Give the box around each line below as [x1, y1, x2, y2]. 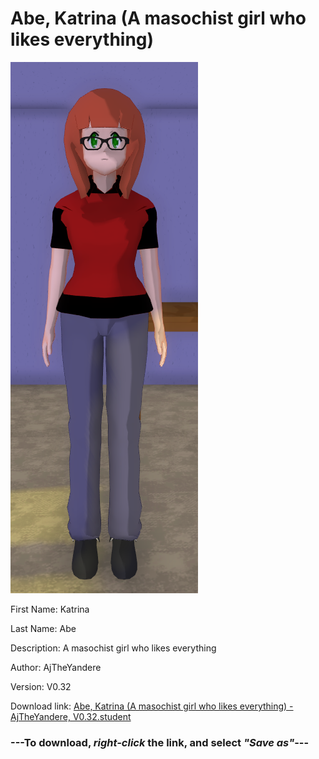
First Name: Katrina [10, 603, 90, 615]
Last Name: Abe [10, 622, 77, 634]
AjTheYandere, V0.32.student [10, 710, 132, 722]
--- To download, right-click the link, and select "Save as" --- [10, 735, 310, 749]
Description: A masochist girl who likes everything [10, 642, 217, 654]
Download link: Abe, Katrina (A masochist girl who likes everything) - [10, 700, 294, 712]
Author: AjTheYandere [10, 661, 102, 673]
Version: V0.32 [10, 680, 72, 692]
